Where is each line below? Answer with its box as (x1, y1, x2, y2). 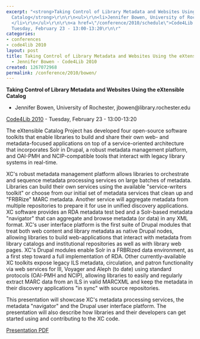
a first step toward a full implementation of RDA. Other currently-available (6, 253, 186, 260)
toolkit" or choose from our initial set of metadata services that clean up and (6, 189, 193, 197)
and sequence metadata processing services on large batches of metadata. (6, 177, 192, 184)
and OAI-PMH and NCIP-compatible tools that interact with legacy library (6, 153, 185, 160)
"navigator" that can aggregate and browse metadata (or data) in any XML (6, 215, 189, 222)
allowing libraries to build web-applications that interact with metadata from (6, 234, 192, 241)
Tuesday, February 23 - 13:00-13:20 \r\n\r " (11, 25, 121, 32)
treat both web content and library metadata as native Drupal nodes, (6, 227, 174, 235)
